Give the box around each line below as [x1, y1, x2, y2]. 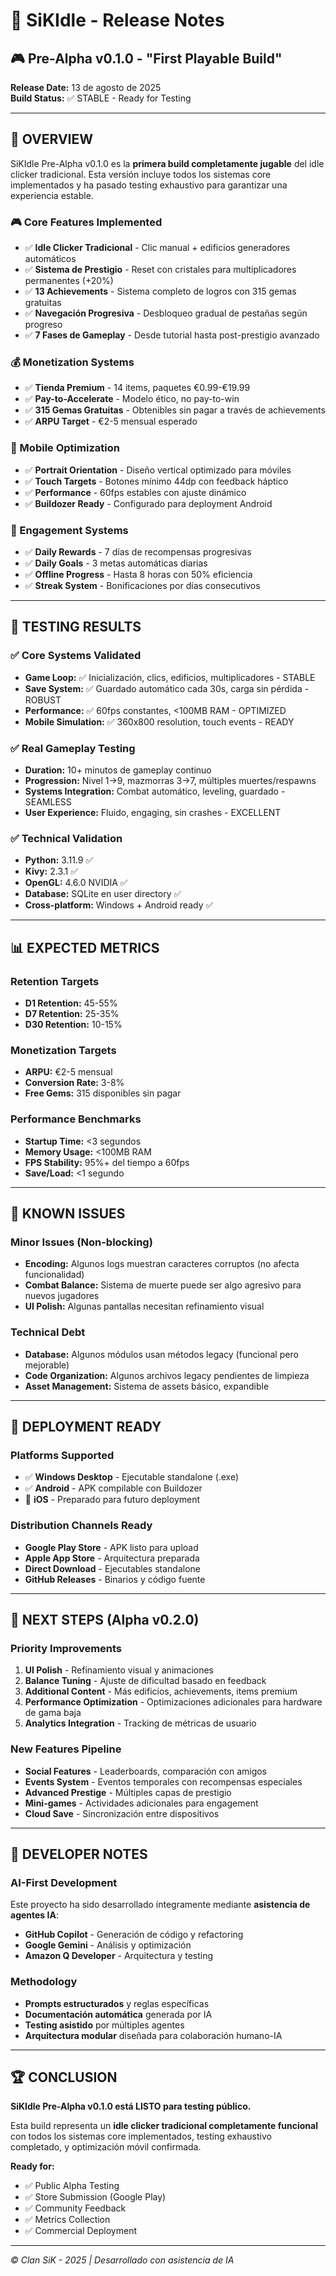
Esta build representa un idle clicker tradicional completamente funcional [10, 2120, 318, 2132]
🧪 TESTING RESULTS [10, 619, 142, 636]
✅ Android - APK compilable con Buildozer [24, 1482, 203, 1494]
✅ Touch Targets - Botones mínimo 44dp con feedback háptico [24, 475, 289, 487]
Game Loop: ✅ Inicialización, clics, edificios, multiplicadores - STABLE [24, 671, 316, 683]
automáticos [24, 253, 77, 265]
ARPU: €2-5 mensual [24, 1066, 113, 1078]
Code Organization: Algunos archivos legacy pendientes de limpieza [24, 1369, 310, 1381]
